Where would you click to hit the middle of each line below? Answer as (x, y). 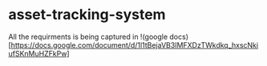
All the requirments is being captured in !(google (88, 37)
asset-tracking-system (87, 15)
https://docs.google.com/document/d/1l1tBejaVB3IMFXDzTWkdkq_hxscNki (135, 45)
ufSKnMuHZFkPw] (39, 53)
